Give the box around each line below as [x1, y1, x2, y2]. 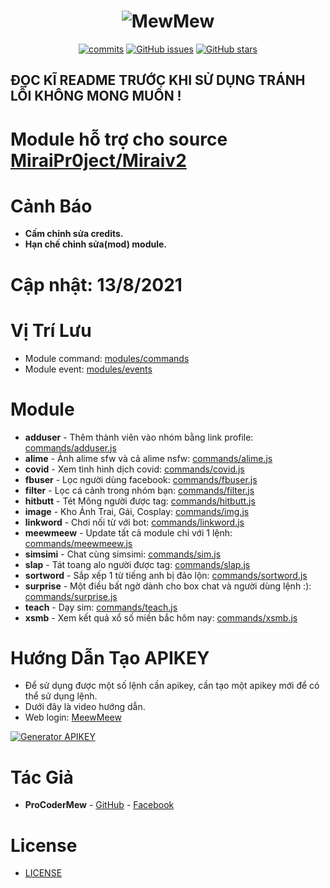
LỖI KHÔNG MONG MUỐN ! [10, 88, 182, 105]
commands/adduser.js [24, 441, 117, 454]
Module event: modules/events [24, 363, 153, 375]
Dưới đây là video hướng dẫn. [24, 701, 146, 713]
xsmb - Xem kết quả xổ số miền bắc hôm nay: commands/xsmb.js [24, 611, 298, 624]
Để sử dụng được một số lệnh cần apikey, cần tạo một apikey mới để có [24, 680, 320, 692]
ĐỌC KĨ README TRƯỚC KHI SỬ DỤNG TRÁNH [10, 72, 306, 89]
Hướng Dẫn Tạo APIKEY [10, 646, 210, 669]
